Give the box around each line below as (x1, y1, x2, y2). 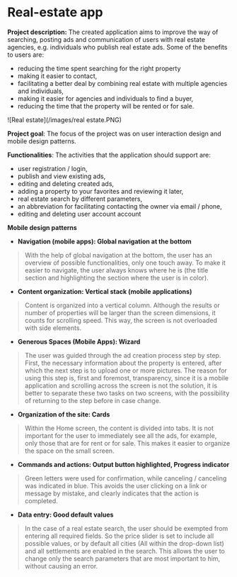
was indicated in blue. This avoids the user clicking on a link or (24, 481, 207, 490)
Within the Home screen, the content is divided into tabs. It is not (24, 424, 214, 432)
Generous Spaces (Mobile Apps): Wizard (17, 337, 141, 346)
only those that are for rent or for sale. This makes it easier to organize (24, 439, 231, 447)
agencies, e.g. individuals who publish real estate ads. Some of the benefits (7, 43, 228, 51)
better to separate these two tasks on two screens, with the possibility (24, 388, 230, 397)
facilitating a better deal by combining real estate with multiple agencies (17, 79, 228, 87)
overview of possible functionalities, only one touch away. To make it (24, 258, 226, 267)
